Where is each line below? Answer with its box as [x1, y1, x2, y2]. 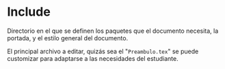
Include [7, 4, 51, 20]
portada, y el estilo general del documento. [7, 33, 129, 42]
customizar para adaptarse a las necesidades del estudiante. [7, 54, 179, 62]
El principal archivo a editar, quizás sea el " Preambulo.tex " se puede [7, 47, 199, 55]
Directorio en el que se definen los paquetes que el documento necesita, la [7, 27, 219, 35]
